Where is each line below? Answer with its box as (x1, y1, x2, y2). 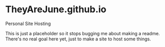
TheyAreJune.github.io (5, 4, 107, 15)
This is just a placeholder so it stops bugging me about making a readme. (5, 30, 160, 36)
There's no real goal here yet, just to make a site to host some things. (5, 36, 151, 42)
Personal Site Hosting (5, 20, 51, 27)
